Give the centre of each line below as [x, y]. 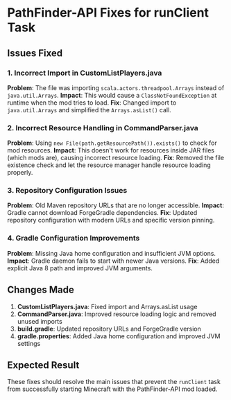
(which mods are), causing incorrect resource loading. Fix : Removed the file [115, 158]
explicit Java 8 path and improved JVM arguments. [80, 268]
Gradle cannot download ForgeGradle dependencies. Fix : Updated [102, 213]
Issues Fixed [35, 53]
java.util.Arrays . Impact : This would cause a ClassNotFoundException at [112, 95]
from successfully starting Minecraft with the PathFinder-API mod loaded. [112, 389]
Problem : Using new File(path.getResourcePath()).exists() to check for [112, 143]
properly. [20, 173]
